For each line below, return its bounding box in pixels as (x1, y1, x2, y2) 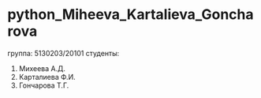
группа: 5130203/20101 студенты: (7, 48, 120, 58)
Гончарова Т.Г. (18, 81, 69, 90)
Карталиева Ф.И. (18, 72, 76, 81)
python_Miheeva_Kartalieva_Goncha (7, 6, 254, 24)
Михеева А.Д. (18, 63, 66, 73)
